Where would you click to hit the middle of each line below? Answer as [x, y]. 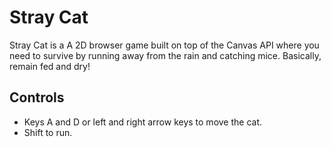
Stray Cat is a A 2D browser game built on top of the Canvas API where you [164, 45]
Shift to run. [48, 132]
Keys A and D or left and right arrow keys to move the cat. [143, 122]
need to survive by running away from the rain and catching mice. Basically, [165, 55]
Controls [37, 97]
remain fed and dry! [50, 66]
